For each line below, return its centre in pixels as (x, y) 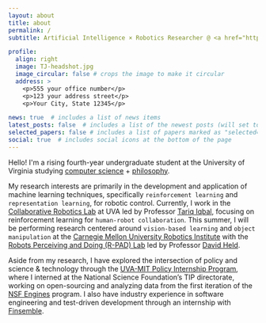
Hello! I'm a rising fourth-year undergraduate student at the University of (127, 162)
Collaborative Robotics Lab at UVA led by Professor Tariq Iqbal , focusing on (131, 211)
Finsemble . (26, 310)
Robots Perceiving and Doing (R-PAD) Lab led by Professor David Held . (124, 245)
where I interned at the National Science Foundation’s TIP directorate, (122, 277)
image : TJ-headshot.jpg (54, 67)
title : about (30, 23)
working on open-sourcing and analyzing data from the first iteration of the (131, 285)
